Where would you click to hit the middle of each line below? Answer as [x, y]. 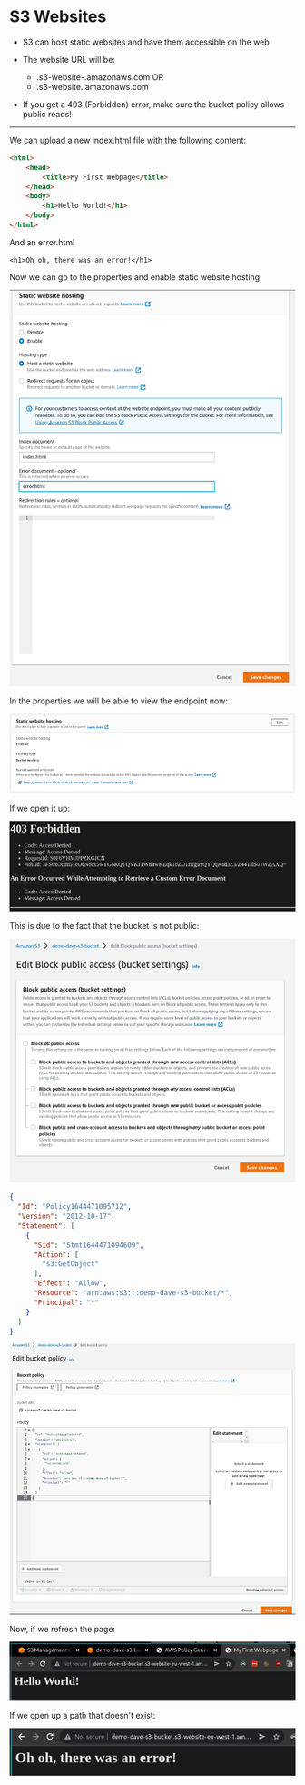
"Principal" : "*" [66, 1302]
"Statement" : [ [46, 1226]
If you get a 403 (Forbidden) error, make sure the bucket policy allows [153, 104]
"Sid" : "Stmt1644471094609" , [89, 1245]
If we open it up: [40, 808]
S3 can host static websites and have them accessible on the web [146, 42]
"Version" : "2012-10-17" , [67, 1217]
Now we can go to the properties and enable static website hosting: [136, 277]
